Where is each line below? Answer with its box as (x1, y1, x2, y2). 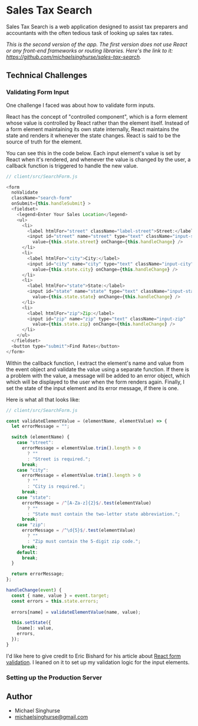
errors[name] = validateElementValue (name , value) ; (11, 609, 141, 615)
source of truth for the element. (6, 138, 82, 145)
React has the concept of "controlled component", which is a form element (6, 113, 187, 120)
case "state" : (16, 494, 51, 501)
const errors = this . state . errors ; (11, 598, 99, 604)
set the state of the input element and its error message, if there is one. (6, 384, 179, 391)
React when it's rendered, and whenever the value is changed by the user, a (6, 156, 191, 163)
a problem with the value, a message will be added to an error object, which (6, 372, 190, 379)
